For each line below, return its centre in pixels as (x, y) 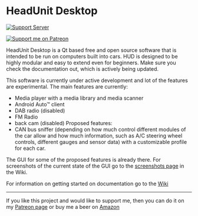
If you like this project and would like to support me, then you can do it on (95, 200)
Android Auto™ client (39, 104)
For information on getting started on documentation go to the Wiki (88, 184)
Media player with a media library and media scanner (79, 98)
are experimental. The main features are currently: (67, 86)
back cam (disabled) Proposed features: (63, 123)
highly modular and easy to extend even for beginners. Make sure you (91, 63)
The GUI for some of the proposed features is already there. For (83, 159)
